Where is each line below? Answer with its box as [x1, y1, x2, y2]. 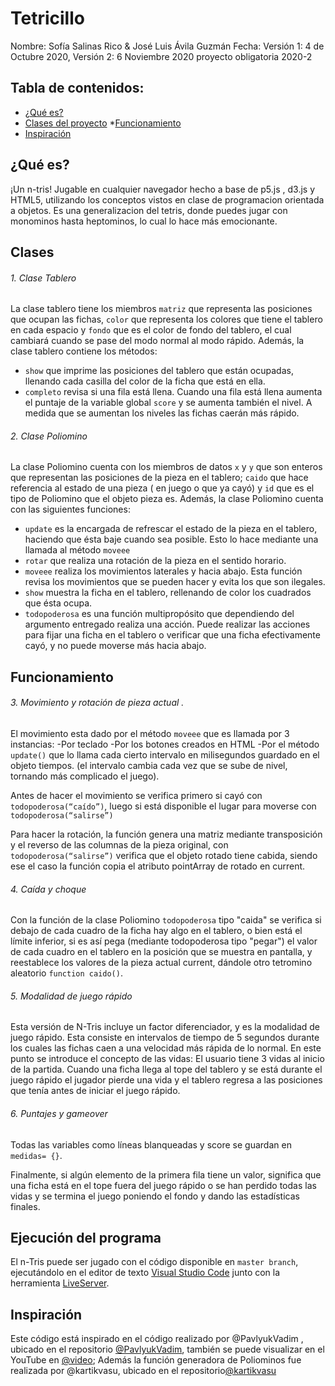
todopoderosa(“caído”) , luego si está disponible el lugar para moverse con [10, 800, 317, 812]
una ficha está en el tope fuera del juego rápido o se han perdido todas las [10, 1179, 317, 1191]
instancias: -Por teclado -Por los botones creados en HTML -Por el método [10, 738, 320, 750]
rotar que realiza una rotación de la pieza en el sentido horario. [24, 555, 287, 567]
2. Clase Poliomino [10, 430, 88, 442]
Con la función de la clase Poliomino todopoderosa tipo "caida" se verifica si [10, 914, 322, 926]
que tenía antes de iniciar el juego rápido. [10, 1085, 181, 1097]
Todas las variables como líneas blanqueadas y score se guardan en [10, 1138, 292, 1151]
